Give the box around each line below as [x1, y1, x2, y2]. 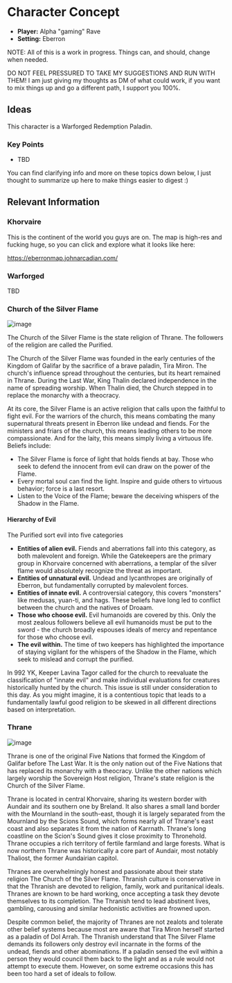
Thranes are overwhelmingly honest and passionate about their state [7, 867, 204, 875]
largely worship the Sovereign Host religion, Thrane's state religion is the [7, 774, 215, 782]
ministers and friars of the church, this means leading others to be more [7, 427, 213, 435]
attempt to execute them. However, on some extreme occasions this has [7, 961, 213, 970]
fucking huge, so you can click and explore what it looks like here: [7, 240, 195, 249]
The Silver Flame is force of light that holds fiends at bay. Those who [17, 455, 213, 463]
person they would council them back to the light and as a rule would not [7, 955, 215, 963]
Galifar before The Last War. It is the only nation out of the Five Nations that [7, 759, 223, 768]
